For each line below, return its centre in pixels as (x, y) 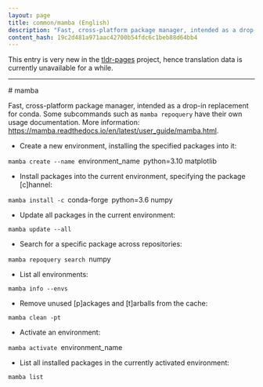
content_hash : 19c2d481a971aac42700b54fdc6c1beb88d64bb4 (103, 37)
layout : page (29, 15)
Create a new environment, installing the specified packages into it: (128, 146)
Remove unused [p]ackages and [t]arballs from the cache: (113, 304)
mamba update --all (40, 230)
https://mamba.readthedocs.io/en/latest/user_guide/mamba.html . (113, 131)
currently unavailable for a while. (61, 68)
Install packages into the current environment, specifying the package (132, 177)
